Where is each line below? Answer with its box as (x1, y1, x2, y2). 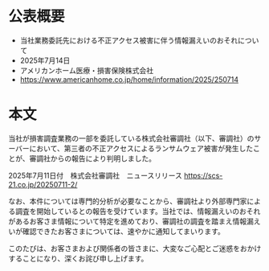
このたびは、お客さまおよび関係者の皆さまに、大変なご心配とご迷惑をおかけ (8, 243, 262, 253)
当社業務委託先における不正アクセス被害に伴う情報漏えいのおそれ (19, 35, 238, 45)
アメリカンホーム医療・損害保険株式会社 (19, 65, 154, 75)
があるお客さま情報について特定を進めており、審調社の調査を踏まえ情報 (8, 216, 247, 226)
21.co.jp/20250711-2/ (8, 179, 78, 189)
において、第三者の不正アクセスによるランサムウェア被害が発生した (29, 143, 254, 153)
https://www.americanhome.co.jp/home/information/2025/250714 (19, 74, 239, 84)
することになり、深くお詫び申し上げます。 (8, 253, 149, 263)
